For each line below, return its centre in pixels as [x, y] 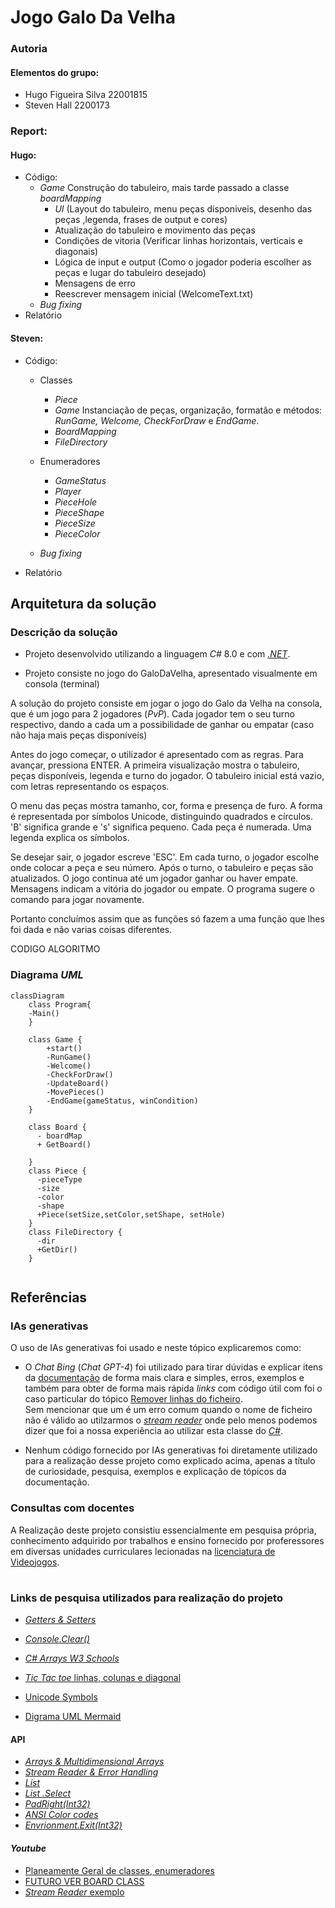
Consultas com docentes [72, 1508]
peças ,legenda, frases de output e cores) [141, 220]
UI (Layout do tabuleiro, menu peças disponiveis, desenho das [183, 209]
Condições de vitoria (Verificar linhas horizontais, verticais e [178, 241]
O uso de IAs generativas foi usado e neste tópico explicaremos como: [156, 1348]
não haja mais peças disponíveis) [79, 735]
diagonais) [76, 252]
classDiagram [37, 996]
